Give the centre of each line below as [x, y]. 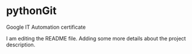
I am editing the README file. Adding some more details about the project [96, 38]
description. [21, 45]
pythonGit [31, 11]
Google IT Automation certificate [46, 27]
